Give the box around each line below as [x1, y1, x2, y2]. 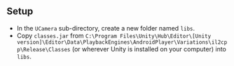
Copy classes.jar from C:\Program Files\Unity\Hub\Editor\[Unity [16, 31, 212, 40]
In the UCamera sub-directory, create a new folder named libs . [16, 24, 195, 32]
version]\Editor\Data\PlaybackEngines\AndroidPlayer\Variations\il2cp [16, 38, 228, 46]
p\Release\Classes [16, 46, 71, 53]
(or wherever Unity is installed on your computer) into [71, 44, 227, 53]
